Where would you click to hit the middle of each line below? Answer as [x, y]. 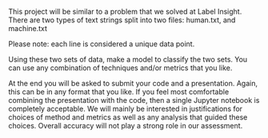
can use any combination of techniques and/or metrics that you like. [120, 68]
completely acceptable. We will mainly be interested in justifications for [125, 108]
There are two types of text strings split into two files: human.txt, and [122, 20]
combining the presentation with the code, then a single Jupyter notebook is [134, 100]
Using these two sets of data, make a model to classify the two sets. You [128, 59]
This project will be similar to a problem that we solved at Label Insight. [125, 12]
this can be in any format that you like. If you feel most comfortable [119, 92]
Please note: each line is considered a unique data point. [102, 44]
